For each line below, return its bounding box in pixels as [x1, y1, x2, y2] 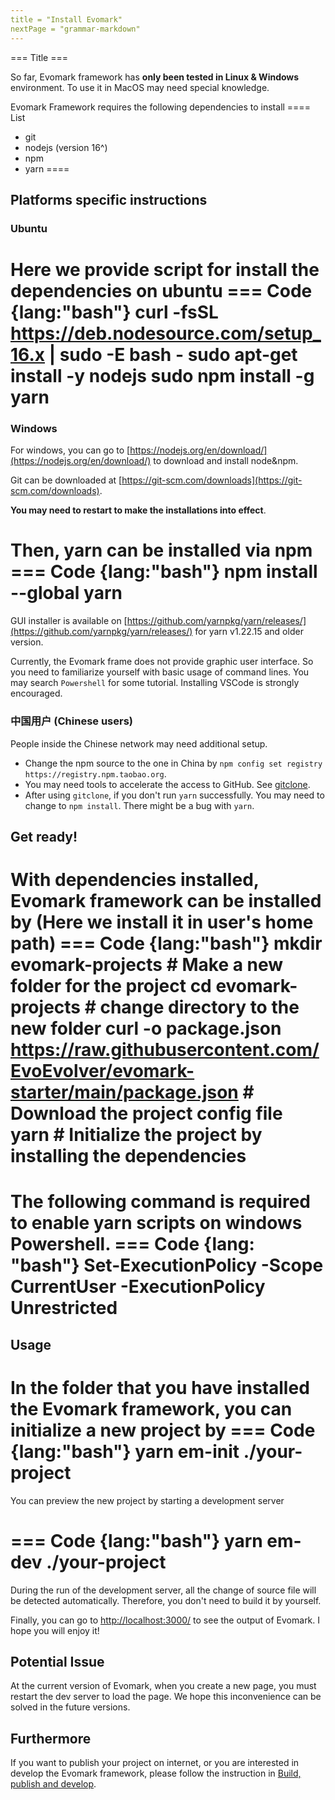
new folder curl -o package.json [10, 1017, 282, 1040]
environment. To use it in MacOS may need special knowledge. [10, 81, 270, 93]
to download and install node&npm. [153, 455, 299, 467]
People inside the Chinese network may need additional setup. [10, 737, 268, 750]
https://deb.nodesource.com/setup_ [10, 322, 322, 345]
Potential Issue [10, 1653, 105, 1670]
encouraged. [10, 687, 63, 700]
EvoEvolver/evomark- [10, 1060, 195, 1083]
